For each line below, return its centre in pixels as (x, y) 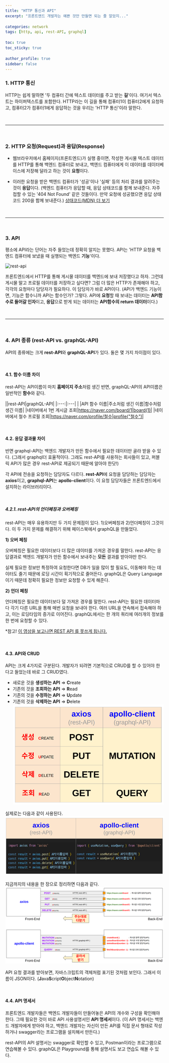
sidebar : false (21, 64)
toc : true (16, 43)
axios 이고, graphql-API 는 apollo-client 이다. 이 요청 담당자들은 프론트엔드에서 (83, 480)
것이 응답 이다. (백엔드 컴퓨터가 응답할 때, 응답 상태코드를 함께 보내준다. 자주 (86, 188)
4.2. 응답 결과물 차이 (25, 438)
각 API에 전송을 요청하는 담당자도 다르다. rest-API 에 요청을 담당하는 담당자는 (80, 474)
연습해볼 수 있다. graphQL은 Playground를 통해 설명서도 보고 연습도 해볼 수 (79, 1049)
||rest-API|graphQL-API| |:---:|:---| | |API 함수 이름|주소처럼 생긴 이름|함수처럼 (83, 404)
